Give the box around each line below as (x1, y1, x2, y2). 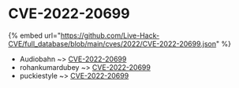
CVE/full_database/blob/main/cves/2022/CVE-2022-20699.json (8, 38, 217, 48)
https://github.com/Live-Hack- (60, 31, 160, 40)
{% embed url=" (8, 31, 62, 40)
